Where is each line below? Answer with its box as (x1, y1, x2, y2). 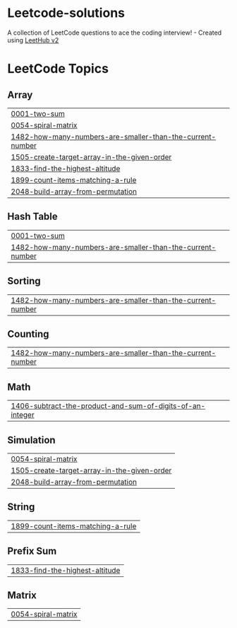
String (7, 501, 35, 513)
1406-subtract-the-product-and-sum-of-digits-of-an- (11, 401, 206, 411)
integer (11, 410, 35, 420)
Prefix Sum (7, 545, 57, 557)
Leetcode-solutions (7, 5, 126, 21)
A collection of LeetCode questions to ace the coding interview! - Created (7, 28, 222, 37)
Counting (7, 327, 49, 340)
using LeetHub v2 (7, 35, 59, 44)
